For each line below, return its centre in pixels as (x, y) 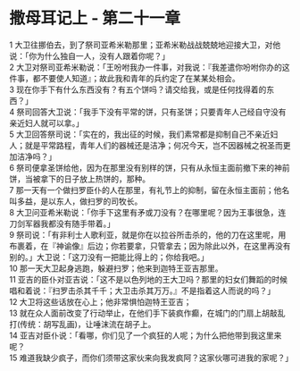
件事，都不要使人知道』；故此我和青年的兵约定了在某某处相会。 (125, 78)
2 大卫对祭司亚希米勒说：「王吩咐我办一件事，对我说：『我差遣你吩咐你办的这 (150, 67)
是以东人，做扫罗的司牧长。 (91, 201)
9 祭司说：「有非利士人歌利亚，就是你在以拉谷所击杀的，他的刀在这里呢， (144, 234)
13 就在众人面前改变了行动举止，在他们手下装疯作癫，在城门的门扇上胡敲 (144, 313)
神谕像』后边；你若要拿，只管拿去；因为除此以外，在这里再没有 (173, 246)
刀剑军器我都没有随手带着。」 (62, 223)
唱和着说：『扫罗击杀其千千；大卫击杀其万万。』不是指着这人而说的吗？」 (142, 291)
